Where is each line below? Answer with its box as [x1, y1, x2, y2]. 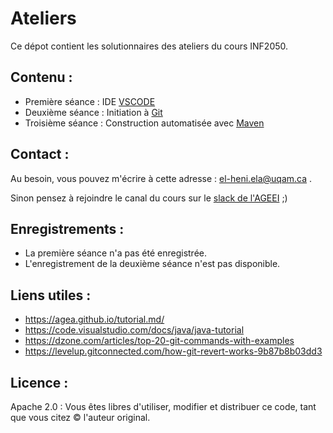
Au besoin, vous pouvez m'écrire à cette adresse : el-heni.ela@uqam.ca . [10, 172, 313, 184]
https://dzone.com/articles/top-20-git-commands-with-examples [24, 335, 295, 347]
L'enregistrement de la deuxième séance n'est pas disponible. [24, 258, 281, 270]
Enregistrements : [10, 220, 125, 237]
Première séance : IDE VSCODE [24, 95, 156, 107]
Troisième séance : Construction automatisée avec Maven [24, 117, 265, 129]
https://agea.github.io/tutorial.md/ [24, 313, 165, 326]
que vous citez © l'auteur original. [10, 412, 151, 423]
